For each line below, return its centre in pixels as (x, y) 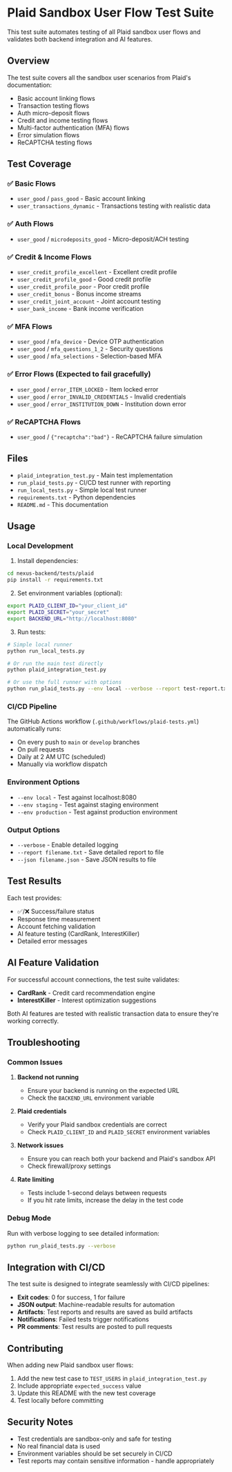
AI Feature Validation (53, 963)
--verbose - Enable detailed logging (68, 845)
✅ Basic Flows (32, 184)
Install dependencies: (48, 561)
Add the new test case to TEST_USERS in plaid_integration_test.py (112, 1379)
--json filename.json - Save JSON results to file (87, 859)
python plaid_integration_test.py (57, 670)
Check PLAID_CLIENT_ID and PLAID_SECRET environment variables (119, 1132)
